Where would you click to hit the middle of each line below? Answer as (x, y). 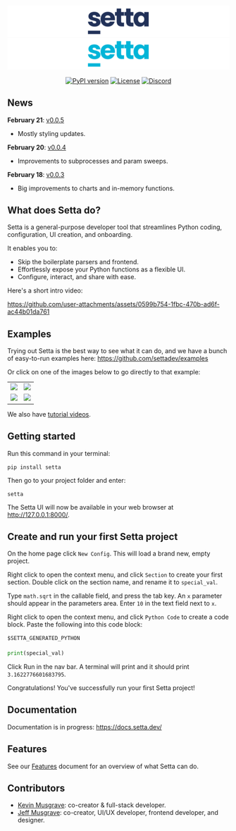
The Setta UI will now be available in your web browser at (91, 507)
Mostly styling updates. (51, 133)
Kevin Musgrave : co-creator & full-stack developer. (92, 805)
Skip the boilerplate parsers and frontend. (78, 262)
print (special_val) (36, 653)
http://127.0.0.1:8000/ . (39, 515)
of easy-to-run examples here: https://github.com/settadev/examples (108, 359)
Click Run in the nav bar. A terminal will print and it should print (98, 666)
